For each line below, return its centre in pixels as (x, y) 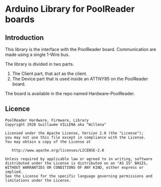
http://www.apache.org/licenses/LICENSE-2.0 (58, 150)
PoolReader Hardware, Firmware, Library (47, 120)
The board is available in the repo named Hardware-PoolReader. (70, 93)
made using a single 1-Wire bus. (37, 54)
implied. (14, 172)
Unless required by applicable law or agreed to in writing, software (79, 159)
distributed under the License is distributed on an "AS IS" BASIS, (77, 163)
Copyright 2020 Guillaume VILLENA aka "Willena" (56, 124)
